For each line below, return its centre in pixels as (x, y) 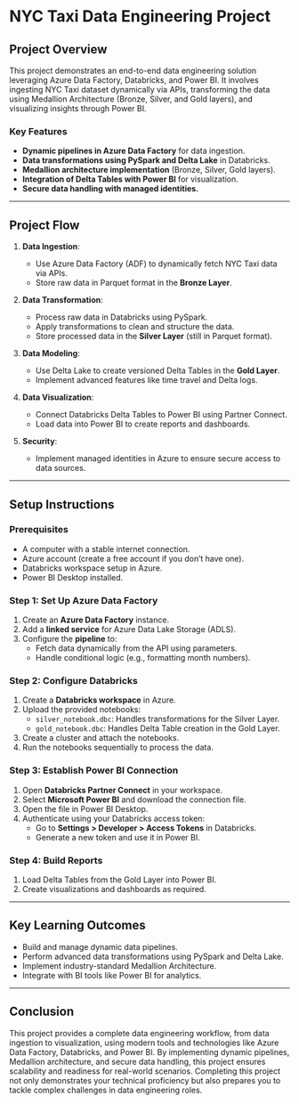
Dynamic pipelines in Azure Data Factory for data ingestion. (133, 151)
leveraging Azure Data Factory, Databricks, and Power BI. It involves (134, 80)
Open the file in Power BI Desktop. (85, 808)
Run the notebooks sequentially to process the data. (117, 747)
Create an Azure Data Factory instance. (96, 620)
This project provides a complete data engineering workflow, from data (139, 1033)
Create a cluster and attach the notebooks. (101, 738)
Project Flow (44, 225)
